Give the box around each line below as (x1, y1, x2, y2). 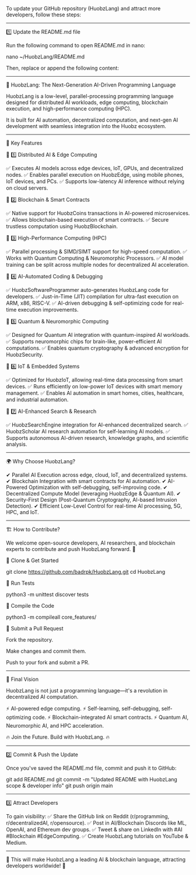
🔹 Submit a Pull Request (6, 625, 64, 632)
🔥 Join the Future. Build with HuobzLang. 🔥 (6, 733, 110, 740)
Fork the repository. (6, 636, 54, 643)
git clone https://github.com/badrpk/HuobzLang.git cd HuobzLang (6, 569, 166, 575)
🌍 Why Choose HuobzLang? (6, 458, 76, 464)
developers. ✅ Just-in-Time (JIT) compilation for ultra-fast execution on (6, 293, 179, 300)
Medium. (6, 839, 27, 846)
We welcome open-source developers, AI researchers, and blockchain (6, 539, 176, 546)
